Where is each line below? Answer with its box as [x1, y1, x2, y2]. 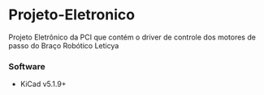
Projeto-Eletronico [8, 6, 136, 24]
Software [8, 60, 46, 72]
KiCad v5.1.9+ [19, 79, 67, 89]
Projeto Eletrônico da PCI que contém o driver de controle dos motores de [8, 32, 256, 42]
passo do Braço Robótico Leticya [8, 40, 119, 50]
